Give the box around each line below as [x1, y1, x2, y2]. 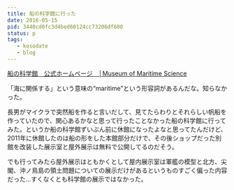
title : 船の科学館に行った [7, 10, 77, 17]
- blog [16, 50, 36, 57]
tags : [7, 36, 23, 43]
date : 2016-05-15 [7, 17, 58, 24]
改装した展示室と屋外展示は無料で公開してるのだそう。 [19, 142, 178, 151]
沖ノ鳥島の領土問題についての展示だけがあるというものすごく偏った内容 [19, 166, 228, 175]
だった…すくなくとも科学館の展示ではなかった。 [7, 175, 148, 183]
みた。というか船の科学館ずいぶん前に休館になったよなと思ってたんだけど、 [7, 125, 227, 133]
